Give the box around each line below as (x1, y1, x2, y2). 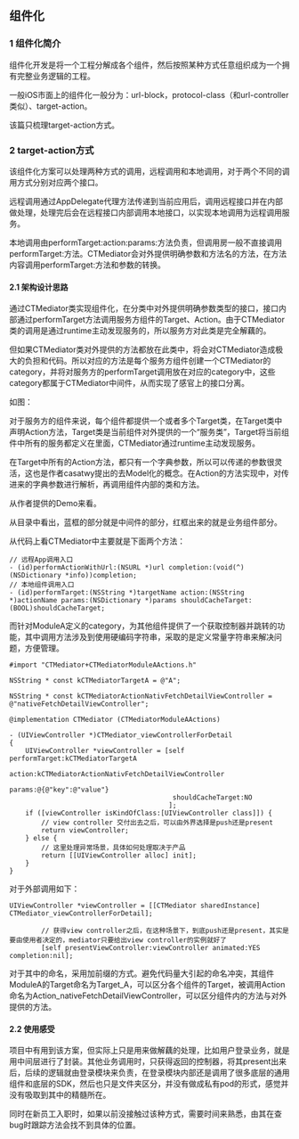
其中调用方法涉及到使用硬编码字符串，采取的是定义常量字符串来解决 (24, 632, 274, 643)
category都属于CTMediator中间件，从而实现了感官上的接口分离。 (9, 378, 249, 389)
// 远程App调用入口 (9, 555, 74, 564)
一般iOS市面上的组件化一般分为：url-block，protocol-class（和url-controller (9, 89, 289, 100)
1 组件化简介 (9, 37, 61, 50)
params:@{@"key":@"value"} (9, 785, 109, 795)
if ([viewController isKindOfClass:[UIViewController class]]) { (25, 809, 273, 818)
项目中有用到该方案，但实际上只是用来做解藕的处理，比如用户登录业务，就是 (9, 1045, 290, 1056)
